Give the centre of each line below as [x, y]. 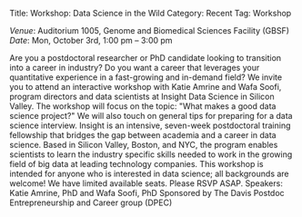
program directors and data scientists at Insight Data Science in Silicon [142, 96]
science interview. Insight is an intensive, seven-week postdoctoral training [150, 125]
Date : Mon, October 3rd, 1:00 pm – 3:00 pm [91, 40]
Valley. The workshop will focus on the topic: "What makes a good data [143, 106]
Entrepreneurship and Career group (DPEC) [91, 202]
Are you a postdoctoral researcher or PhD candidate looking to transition [146, 58]
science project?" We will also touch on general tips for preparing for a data [151, 116]
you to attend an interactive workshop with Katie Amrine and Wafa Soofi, [146, 87]
